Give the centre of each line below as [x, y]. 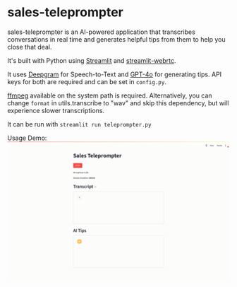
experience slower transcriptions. [56, 110]
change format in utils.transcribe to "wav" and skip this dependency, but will [118, 102]
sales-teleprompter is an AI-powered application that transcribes [101, 32]
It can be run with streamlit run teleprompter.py [79, 124]
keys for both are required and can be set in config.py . [87, 81]
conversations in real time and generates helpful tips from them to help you [116, 39]
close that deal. [30, 47]
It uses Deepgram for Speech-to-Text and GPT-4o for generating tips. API [115, 74]
